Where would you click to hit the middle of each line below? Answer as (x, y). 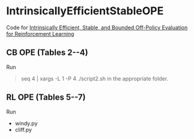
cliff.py (23, 129)
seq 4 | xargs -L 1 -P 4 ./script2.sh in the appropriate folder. (95, 78)
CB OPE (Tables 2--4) (47, 53)
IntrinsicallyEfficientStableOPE (85, 11)
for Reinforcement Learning (40, 33)
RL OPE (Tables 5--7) (46, 98)
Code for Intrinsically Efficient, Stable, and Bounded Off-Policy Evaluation (97, 27)
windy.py (26, 123)
